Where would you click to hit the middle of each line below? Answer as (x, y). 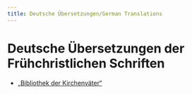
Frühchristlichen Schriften (86, 63)
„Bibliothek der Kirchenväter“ (60, 83)
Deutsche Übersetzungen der (96, 48)
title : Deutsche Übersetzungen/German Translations (85, 14)
